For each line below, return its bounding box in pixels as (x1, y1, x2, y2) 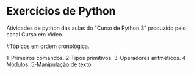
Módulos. (6, 61, 31, 68)
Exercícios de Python (6, 4, 116, 18)
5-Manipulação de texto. (31, 61, 93, 68)
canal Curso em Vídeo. (6, 30, 64, 38)
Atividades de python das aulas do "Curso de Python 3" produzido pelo (6, 24, 186, 32)
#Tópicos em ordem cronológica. (6, 42, 90, 50)
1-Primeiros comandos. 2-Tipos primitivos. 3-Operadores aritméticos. (6, 54, 181, 61)
